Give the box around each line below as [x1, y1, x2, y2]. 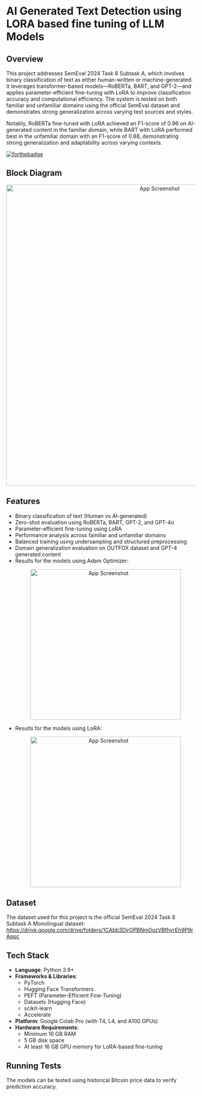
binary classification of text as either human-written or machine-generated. [6, 76, 193, 83]
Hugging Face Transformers [23, 986, 94, 993]
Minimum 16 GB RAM [23, 1030, 76, 1038]
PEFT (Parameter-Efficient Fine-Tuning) [23, 992, 122, 999]
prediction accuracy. [6, 1083, 57, 1091]
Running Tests [6, 1060, 61, 1071]
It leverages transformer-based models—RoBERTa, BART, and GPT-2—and [6, 83, 192, 90]
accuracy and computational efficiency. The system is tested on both [6, 95, 177, 102]
